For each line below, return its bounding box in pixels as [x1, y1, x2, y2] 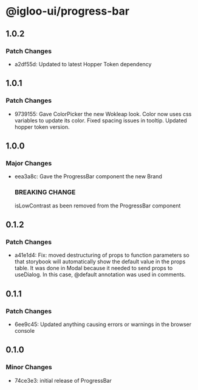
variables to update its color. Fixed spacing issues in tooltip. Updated [14, 117, 188, 124]
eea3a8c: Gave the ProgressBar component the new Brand [14, 173, 162, 180]
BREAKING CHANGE [14, 188, 76, 197]
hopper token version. [14, 123, 70, 130]
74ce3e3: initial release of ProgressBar [14, 377, 112, 384]
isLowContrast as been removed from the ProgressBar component [14, 202, 181, 209]
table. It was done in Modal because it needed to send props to [14, 265, 173, 272]
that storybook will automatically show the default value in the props [14, 258, 186, 265]
